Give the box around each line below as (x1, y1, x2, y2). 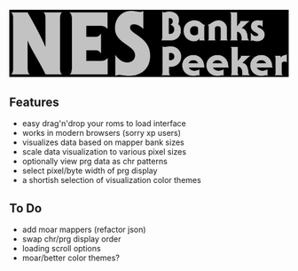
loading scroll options (21, 243, 101, 253)
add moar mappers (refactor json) (21, 224, 146, 235)
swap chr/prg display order (21, 234, 122, 244)
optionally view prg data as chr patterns (21, 156, 169, 167)
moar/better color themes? (21, 252, 120, 263)
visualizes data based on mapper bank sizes (21, 137, 184, 147)
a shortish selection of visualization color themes (21, 175, 201, 186)
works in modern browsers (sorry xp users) (21, 128, 182, 139)
